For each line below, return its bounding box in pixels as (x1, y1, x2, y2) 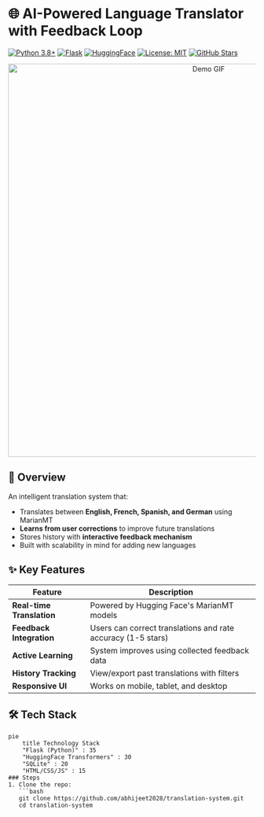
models (90, 609, 118, 620)
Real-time (12, 599, 51, 610)
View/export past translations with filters (90, 668, 240, 679)
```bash (18, 788, 44, 796)
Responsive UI (12, 680, 68, 691)
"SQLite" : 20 (22, 760, 68, 768)
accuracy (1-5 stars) (90, 632, 169, 643)
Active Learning (12, 650, 73, 661)
